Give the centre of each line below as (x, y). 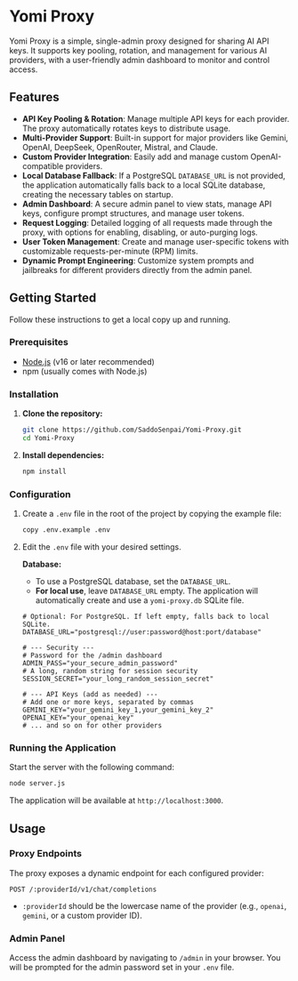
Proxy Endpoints (46, 854)
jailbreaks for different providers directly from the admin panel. (137, 269)
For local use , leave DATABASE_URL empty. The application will (147, 591)
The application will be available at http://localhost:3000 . (117, 800)
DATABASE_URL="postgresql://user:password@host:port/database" (142, 632)
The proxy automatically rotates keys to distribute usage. (126, 128)
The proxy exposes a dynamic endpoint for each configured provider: (137, 872)
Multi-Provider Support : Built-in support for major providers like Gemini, (155, 137)
